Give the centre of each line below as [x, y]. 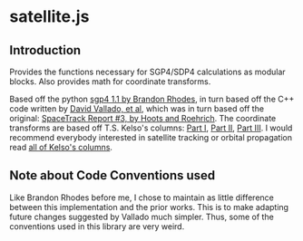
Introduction [45, 50]
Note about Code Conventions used [112, 175]
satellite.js [49, 17]
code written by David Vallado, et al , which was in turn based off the [137, 109]
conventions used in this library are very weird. [97, 226]
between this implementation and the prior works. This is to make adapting [149, 207]
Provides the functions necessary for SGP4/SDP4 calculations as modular [147, 72]
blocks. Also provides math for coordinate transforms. [110, 82]
